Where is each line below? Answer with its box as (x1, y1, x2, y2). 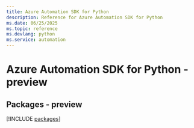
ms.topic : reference (6, 25, 58, 32)
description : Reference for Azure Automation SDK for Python (6, 14, 163, 20)
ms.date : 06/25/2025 (6, 20, 58, 26)
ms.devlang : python (6, 31, 55, 37)
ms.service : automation (6, 37, 66, 43)
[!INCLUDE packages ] (6, 115, 61, 122)
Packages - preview (6, 99, 83, 109)
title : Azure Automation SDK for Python (6, 8, 110, 15)
